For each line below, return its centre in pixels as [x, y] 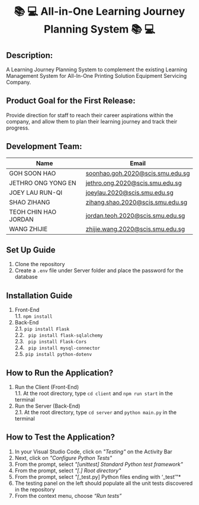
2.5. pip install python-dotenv [53, 354]
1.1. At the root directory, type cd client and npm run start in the [94, 393]
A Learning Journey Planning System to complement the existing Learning [97, 70]
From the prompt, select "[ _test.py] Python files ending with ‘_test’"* [98, 476]
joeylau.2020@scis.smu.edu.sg [129, 192]
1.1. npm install [33, 316]
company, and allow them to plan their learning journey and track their [92, 121]
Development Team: [44, 146]
